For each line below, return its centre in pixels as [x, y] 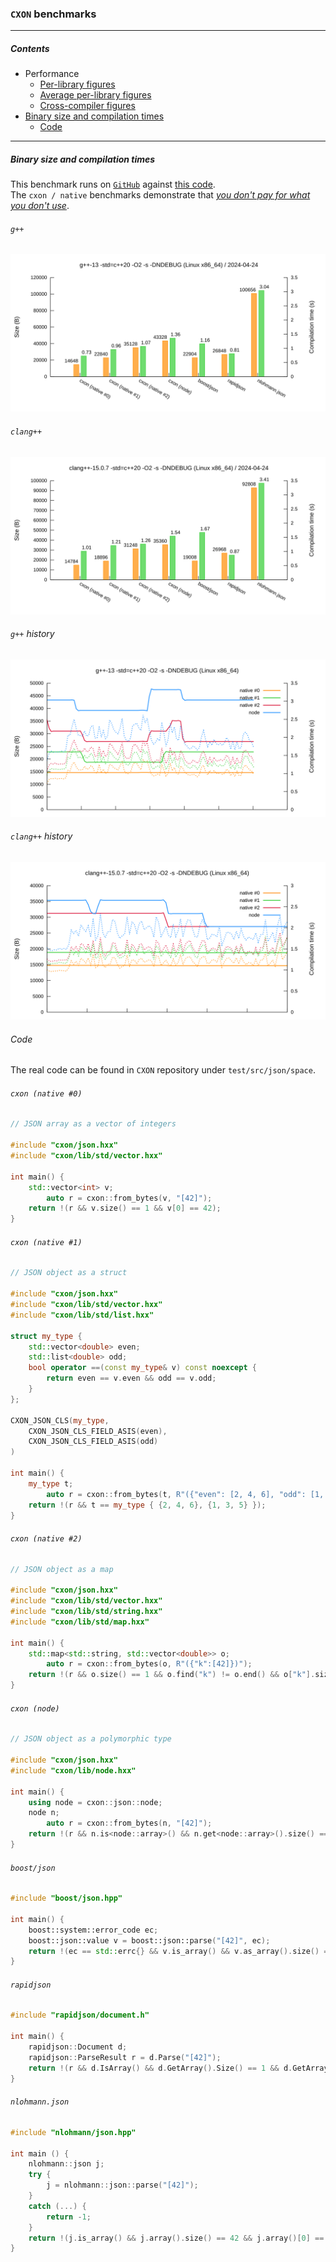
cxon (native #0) [46, 1093]
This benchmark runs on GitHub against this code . [113, 184]
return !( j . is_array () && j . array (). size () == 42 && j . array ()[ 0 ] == [176, 2238]
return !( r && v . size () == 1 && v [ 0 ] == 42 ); [125, 1208]
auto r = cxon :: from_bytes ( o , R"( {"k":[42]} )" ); [149, 1664]
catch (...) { [57, 2206]
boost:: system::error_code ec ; [93, 1930]
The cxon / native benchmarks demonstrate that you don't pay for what [160, 195]
